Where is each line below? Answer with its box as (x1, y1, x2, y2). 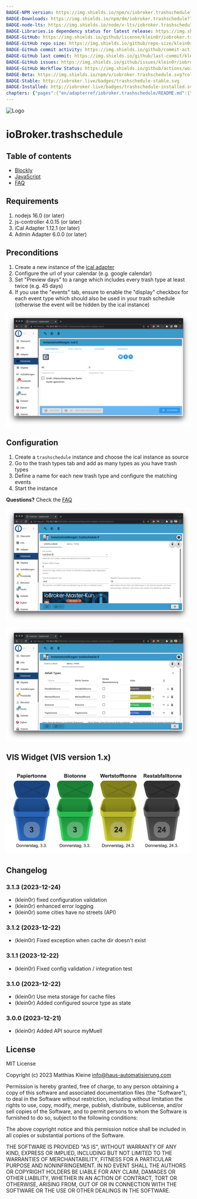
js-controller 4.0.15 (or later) (14, 218, 82, 225)
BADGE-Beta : (6, 71, 35, 78)
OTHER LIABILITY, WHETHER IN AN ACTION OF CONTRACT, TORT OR (6, 1175, 177, 1182)
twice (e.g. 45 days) (14, 282, 63, 289)
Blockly (14, 167, 33, 174)
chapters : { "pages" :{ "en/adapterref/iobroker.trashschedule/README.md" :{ (6, 90, 191, 97)
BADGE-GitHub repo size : (6, 41, 67, 47)
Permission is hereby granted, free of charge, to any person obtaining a (6, 1083, 179, 1090)
